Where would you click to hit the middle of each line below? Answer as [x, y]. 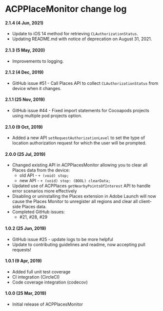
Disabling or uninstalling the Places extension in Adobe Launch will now [84, 196]
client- [145, 201]
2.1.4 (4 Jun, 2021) [24, 23]
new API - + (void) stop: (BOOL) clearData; [65, 181]
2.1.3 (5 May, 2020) [25, 50]
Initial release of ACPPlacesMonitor [48, 304]
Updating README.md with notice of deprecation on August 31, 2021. [82, 39]
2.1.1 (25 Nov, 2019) [25, 99]
